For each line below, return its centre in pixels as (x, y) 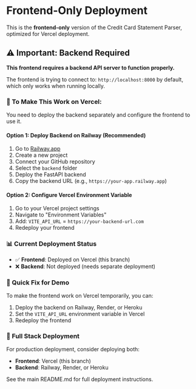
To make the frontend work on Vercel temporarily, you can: (80, 296)
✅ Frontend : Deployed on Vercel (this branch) (73, 260)
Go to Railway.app (38, 149)
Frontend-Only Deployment (77, 11)
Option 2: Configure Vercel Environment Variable (69, 194)
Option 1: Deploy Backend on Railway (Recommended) (76, 135)
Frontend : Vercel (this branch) (53, 361)
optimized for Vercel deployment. (48, 33)
